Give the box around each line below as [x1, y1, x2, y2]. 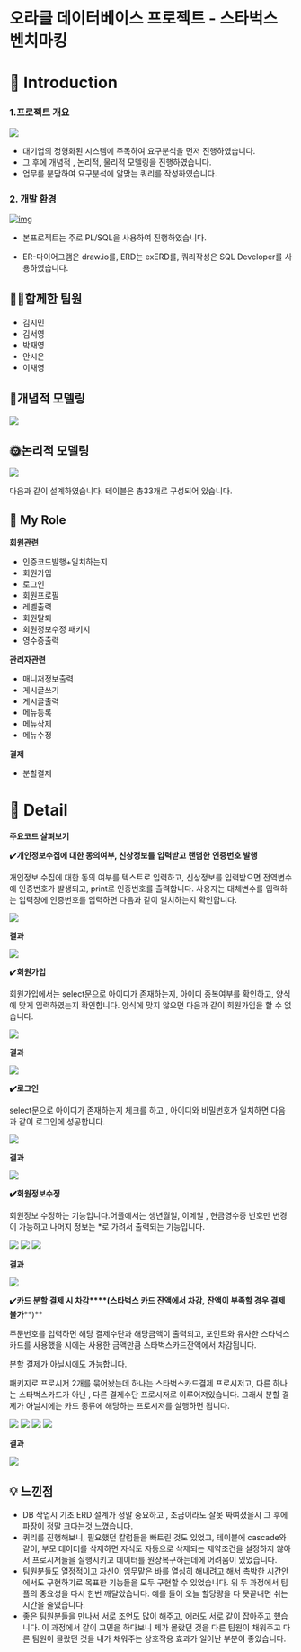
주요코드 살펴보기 [9, 831, 70, 842]
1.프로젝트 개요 [9, 106, 70, 119]
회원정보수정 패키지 [22, 624, 91, 635]
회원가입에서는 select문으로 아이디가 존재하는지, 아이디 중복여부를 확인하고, [9, 988, 274, 999]
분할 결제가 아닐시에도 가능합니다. [9, 1359, 128, 1369]
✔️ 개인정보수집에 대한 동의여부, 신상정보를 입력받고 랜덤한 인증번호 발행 [9, 850, 258, 861]
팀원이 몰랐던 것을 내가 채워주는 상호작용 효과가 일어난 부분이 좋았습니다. [31, 1633, 287, 1644]
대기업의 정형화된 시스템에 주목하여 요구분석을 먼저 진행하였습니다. [22, 145, 256, 156]
